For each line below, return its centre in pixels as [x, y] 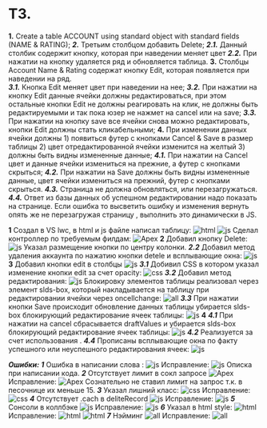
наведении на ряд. [40, 78]
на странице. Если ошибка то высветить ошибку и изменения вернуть [129, 206]
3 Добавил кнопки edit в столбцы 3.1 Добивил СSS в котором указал [134, 264]
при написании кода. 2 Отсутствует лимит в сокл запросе [108, 373]
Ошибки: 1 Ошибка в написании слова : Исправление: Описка [130, 364]
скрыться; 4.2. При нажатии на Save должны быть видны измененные [129, 172]
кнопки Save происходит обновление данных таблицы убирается [120, 306]
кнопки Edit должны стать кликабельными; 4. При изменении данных [128, 130]
